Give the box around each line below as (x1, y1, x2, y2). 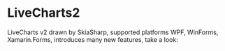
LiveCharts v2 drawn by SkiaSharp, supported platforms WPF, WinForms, (7, 28, 219, 36)
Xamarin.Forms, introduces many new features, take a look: (7, 35, 178, 43)
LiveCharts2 (7, 5, 80, 21)
